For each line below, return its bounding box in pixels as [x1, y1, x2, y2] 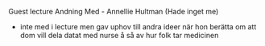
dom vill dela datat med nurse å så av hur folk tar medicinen [19, 31, 219, 40]
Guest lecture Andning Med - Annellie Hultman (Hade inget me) [8, 7, 219, 16]
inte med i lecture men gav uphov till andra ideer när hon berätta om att [19, 22, 257, 31]
